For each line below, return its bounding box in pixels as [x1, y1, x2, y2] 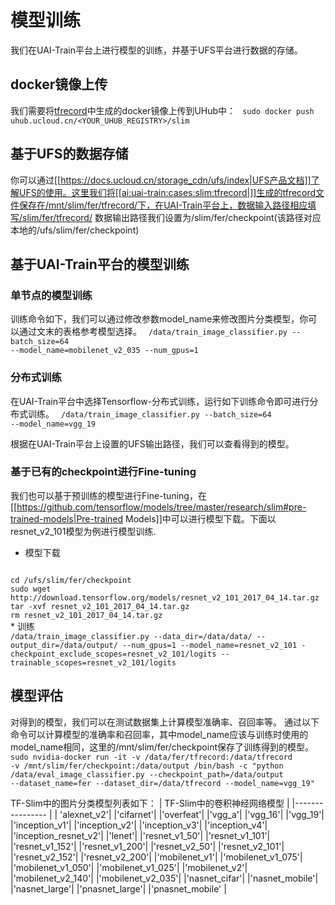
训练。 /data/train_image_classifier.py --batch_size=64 [27, 407, 272, 420]
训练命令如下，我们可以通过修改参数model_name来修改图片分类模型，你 [10, 313, 309, 325]
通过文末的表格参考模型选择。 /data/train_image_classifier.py [18, 326, 288, 338]
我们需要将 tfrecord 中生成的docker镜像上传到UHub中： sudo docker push [10, 104, 315, 116]
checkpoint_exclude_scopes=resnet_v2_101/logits [10, 649, 217, 659]
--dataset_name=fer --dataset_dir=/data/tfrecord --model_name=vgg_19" [10, 778, 315, 788]
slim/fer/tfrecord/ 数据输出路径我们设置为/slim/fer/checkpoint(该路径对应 [22, 211, 322, 223]
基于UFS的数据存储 [10, 146, 129, 163]
